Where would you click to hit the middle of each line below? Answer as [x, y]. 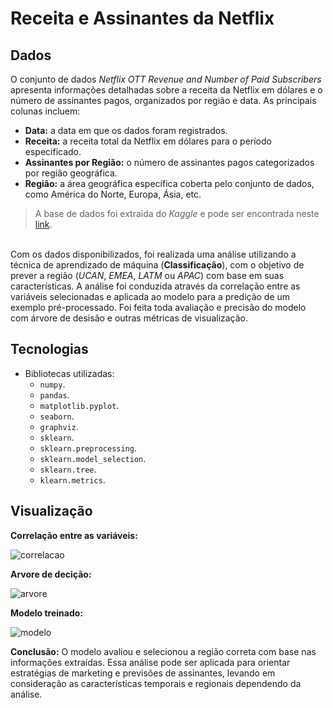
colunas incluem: [45, 111]
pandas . [54, 394]
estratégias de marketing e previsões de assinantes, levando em [143, 673]
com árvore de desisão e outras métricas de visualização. [129, 318]
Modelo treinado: [47, 613]
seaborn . [57, 416]
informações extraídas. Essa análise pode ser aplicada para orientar [150, 662]
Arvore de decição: [51, 574]
